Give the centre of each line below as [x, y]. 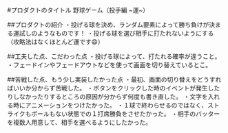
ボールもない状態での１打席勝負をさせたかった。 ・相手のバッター [125, 114]
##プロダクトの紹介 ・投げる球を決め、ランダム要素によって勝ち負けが [108, 25]
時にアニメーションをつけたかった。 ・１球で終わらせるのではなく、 [110, 105]
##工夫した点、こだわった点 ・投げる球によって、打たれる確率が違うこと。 [114, 56]
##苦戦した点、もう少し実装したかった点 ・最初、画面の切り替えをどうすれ [114, 80]
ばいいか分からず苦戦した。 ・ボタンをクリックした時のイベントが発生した [114, 88]
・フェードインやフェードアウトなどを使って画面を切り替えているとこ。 [110, 65]
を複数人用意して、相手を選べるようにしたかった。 [79, 122]
